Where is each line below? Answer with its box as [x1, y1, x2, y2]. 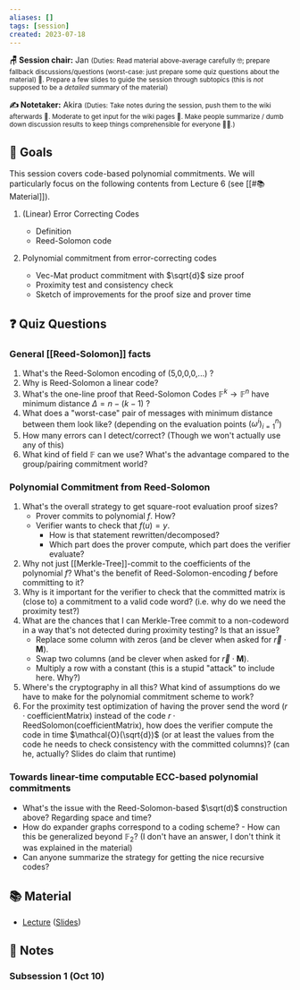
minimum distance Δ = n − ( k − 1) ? [21, 397, 150, 408]
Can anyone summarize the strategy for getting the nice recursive [21, 852, 265, 863]
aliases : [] [9, 13, 54, 22]
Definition [35, 226, 71, 237]
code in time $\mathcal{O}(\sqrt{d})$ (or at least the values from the [21, 730, 275, 740]
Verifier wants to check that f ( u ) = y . [35, 520, 171, 531]
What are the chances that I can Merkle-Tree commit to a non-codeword [21, 615, 289, 627]
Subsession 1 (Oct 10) [9, 969, 105, 982]
